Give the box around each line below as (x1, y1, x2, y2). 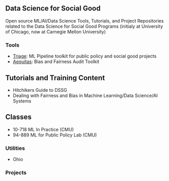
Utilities (5, 145, 25, 152)
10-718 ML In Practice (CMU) (12, 126, 74, 132)
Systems (12, 97, 32, 104)
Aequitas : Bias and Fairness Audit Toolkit (12, 58, 100, 65)
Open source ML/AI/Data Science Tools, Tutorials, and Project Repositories (5, 17, 164, 24)
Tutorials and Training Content (5, 73, 105, 82)
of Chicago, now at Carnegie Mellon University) (5, 28, 106, 35)
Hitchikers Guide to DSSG (12, 87, 67, 93)
